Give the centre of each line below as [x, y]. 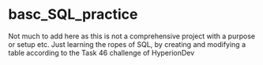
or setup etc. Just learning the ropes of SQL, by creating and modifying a [127, 44]
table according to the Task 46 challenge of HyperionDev [101, 52]
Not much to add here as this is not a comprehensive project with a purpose [131, 36]
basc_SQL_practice [73, 14]
